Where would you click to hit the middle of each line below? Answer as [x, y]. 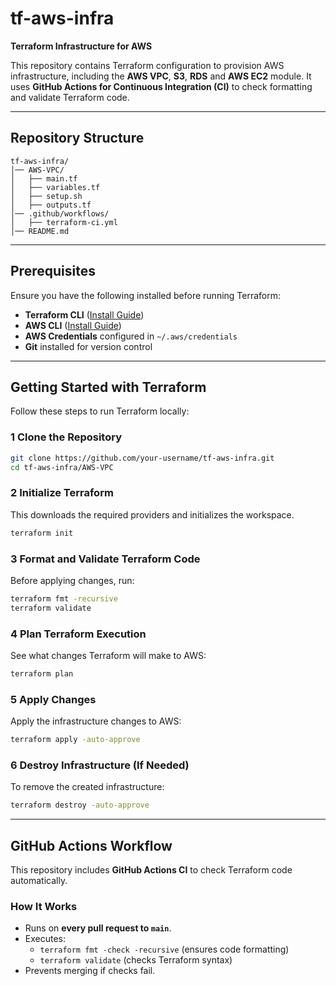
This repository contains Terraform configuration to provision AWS [147, 65]
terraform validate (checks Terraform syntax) [136, 960]
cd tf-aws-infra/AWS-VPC [62, 467]
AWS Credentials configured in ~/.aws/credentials [131, 336]
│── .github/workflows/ [60, 213]
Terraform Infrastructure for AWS [81, 46]
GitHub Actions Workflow [91, 845]
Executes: [45, 939]
